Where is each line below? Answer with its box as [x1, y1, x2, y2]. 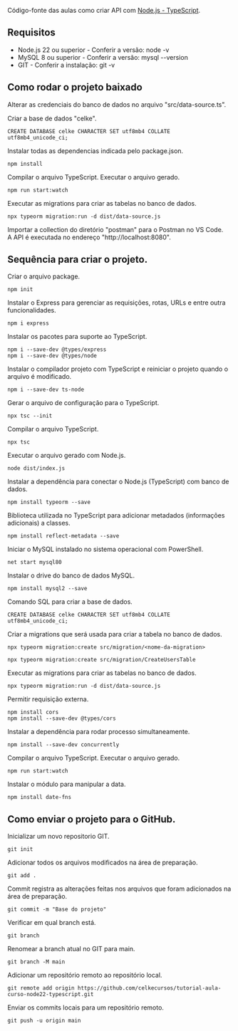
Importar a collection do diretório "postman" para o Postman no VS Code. [7, 225, 224, 234]
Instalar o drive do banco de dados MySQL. [7, 571, 135, 580]
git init [7, 846, 33, 853]
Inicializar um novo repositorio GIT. [7, 832, 110, 841]
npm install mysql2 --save [7, 585, 88, 592]
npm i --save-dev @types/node [7, 352, 98, 360]
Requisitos [7, 26, 56, 38]
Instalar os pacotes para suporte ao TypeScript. [7, 333, 148, 341]
